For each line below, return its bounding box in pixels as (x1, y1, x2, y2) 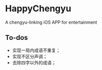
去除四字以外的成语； (12, 60, 56, 66)
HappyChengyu (5, 3, 72, 14)
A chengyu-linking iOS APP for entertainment (5, 19, 98, 25)
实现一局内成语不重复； (12, 47, 60, 53)
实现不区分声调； (12, 53, 48, 59)
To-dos (5, 34, 28, 42)
